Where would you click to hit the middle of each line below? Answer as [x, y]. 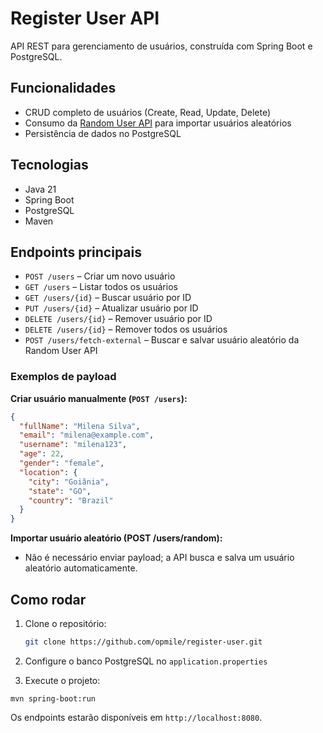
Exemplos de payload [63, 377]
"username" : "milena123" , [73, 445]
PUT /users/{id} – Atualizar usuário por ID [111, 308]
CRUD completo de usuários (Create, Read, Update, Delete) [148, 112]
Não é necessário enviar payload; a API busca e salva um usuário [159, 558]
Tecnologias [49, 165]
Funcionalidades [63, 88]
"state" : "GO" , [60, 491]
